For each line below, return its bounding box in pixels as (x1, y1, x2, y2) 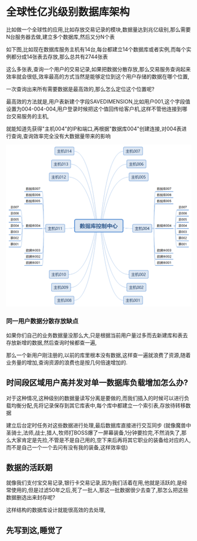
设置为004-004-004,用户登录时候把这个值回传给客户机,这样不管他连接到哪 (6, 105, 188, 112)
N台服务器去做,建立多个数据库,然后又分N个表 (6, 33, 115, 40)
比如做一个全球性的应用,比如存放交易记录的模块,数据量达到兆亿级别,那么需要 (6, 26, 191, 33)
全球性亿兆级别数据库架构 (6, 5, 131, 19)
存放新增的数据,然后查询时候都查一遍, (6, 339, 97, 346)
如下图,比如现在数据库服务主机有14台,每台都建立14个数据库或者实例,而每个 (6, 45, 186, 53)
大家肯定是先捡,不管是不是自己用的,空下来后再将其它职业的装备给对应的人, (11, 436, 191, 443)
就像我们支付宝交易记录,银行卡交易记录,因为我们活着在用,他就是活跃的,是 (6, 479, 182, 486)
